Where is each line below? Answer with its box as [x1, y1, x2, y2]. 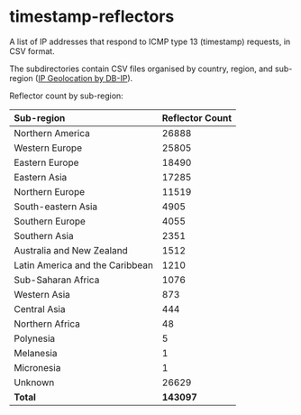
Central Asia [14, 302, 66, 315]
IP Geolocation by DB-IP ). [37, 72, 133, 83]
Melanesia [14, 346, 58, 359]
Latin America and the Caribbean [14, 259, 153, 272]
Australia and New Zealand [14, 244, 128, 256]
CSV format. [9, 45, 56, 56]
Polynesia [14, 332, 56, 345]
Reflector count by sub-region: [9, 90, 123, 101]
